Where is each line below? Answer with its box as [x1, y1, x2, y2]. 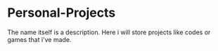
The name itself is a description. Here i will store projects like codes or [7, 28, 211, 36]
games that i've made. [7, 35, 72, 43]
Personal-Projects [7, 5, 116, 21]
